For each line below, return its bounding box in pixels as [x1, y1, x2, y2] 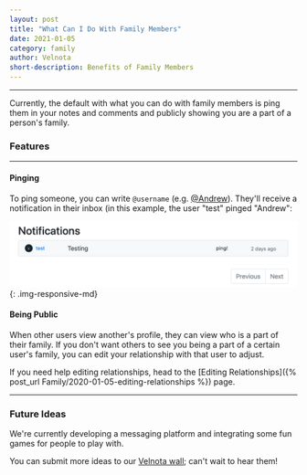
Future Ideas [9, 407, 67, 420]
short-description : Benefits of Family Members [9, 63, 195, 72]
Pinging [9, 172, 39, 183]
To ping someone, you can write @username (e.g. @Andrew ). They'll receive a [9, 193, 298, 204]
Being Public [9, 309, 58, 320]
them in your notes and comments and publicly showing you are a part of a [9, 108, 292, 118]
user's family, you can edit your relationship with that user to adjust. [9, 348, 265, 360]
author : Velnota [9, 53, 71, 63]
